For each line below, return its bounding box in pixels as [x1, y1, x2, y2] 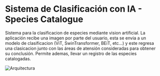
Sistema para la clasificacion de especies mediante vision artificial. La [5, 30, 145, 36]
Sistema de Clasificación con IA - [5, 3, 142, 15]
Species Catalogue [5, 14, 83, 25]
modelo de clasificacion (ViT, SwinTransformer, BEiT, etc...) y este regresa [5, 40, 155, 46]
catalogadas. [5, 56, 31, 61]
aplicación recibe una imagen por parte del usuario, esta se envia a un [5, 35, 146, 41]
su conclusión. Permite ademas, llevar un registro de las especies [5, 50, 137, 57]
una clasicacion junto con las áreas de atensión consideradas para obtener [5, 45, 156, 51]
